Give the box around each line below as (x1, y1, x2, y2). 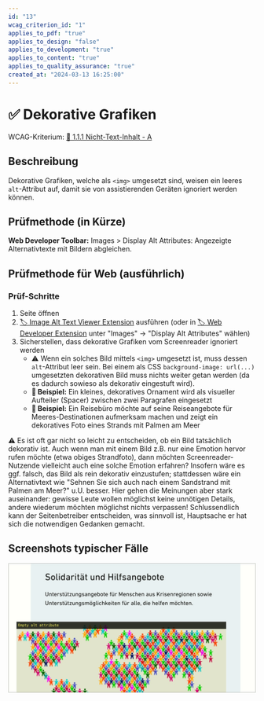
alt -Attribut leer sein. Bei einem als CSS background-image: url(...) (31, 362, 255, 371)
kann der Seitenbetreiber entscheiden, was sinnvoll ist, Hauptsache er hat (8, 511, 247, 520)
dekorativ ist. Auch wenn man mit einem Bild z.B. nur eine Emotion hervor (8, 444, 246, 453)
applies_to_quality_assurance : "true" (8, 63, 135, 71)
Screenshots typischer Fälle (8, 542, 149, 556)
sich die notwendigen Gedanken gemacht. (8, 519, 145, 528)
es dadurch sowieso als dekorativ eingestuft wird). (31, 379, 195, 388)
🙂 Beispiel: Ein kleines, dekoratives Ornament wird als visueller (31, 387, 236, 396)
